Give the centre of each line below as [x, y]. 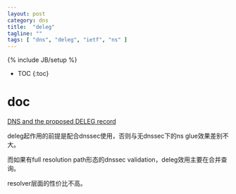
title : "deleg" [31, 27]
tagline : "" [25, 33]
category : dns [28, 20]
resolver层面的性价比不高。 [47, 183]
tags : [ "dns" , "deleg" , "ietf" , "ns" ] [68, 40]
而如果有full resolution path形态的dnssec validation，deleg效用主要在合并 [114, 160]
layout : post [26, 14]
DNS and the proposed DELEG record [62, 122]
